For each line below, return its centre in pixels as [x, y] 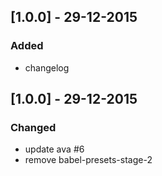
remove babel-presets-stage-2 [88, 160]
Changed [33, 127]
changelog [47, 67]
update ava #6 [54, 149]
